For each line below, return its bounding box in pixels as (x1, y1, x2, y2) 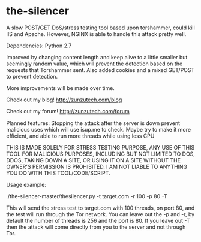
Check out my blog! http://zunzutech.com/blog (6, 96, 122, 103)
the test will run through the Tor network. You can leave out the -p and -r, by (6, 210, 195, 217)
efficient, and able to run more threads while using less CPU (6, 132, 155, 139)
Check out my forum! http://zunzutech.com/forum (6, 107, 130, 115)
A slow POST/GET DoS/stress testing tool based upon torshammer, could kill (6, 24, 195, 31)
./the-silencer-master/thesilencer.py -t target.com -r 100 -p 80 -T (6, 192, 167, 199)
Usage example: (6, 181, 47, 188)
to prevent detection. (6, 73, 58, 80)
